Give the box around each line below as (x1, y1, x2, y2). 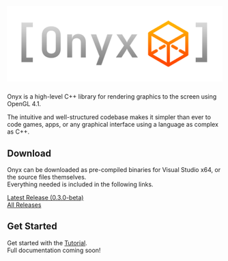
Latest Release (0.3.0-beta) (7, 193, 84, 201)
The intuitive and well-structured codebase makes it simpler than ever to (7, 113, 212, 121)
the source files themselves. (7, 173, 87, 181)
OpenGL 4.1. (7, 100, 42, 108)
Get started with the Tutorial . (7, 238, 87, 247)
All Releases (7, 201, 42, 209)
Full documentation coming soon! (7, 246, 101, 254)
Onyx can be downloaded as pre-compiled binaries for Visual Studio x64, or (7, 165, 220, 173)
